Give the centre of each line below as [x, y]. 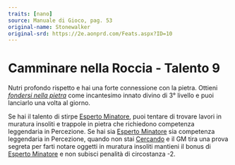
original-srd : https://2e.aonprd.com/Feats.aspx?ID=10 [90, 33]
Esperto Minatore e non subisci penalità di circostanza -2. [92, 154]
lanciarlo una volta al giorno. [49, 103]
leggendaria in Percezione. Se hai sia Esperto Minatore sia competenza [112, 132]
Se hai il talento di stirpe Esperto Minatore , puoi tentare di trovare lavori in [115, 116]
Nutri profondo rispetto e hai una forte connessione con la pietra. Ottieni [113, 88]
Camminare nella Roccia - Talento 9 [114, 68]
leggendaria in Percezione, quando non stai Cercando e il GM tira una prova [118, 139]
